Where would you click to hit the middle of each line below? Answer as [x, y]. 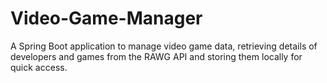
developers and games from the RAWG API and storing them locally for [156, 56]
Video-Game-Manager [106, 18]
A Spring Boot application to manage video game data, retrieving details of [164, 46]
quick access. [39, 67]
